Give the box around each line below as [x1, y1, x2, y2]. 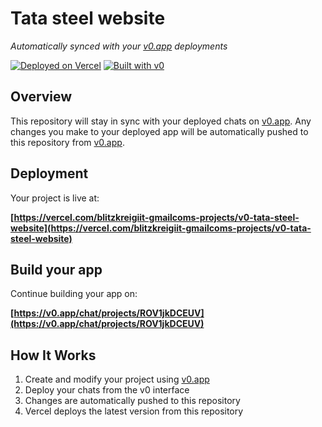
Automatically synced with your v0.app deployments [10, 40, 228, 52]
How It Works [10, 347, 97, 364]
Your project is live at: [10, 192, 100, 204]
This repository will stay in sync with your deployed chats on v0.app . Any [10, 115, 312, 127]
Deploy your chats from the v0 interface [24, 384, 190, 396]
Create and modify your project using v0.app [24, 373, 210, 386]
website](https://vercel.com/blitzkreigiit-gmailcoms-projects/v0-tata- [10, 222, 312, 234]
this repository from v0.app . [10, 136, 125, 148]
